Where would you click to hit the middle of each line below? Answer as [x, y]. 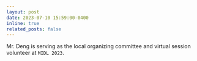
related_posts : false [34, 29]
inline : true [23, 23]
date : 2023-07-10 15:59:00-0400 [47, 18]
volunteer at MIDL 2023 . [35, 53]
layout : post [23, 12]
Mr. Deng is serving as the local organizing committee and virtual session [99, 46]
